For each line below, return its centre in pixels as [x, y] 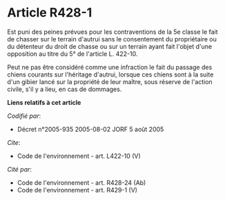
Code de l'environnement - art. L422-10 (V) [79, 156]
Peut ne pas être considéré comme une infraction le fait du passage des [110, 67]
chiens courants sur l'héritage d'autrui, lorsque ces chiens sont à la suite [110, 74]
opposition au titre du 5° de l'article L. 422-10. [72, 54]
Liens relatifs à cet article [44, 102]
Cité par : [20, 169]
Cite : [14, 142]
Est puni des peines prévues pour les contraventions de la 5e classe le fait [113, 32]
